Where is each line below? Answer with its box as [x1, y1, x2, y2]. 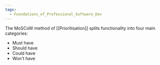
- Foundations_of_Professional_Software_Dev [9, 12, 102, 17]
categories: [5, 30, 28, 36]
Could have [12, 50, 36, 56]
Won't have [12, 55, 35, 61]
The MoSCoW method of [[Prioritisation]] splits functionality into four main [5, 25, 156, 31]
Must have [12, 40, 34, 45]
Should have [12, 45, 38, 51]
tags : [5, 7, 16, 12]
